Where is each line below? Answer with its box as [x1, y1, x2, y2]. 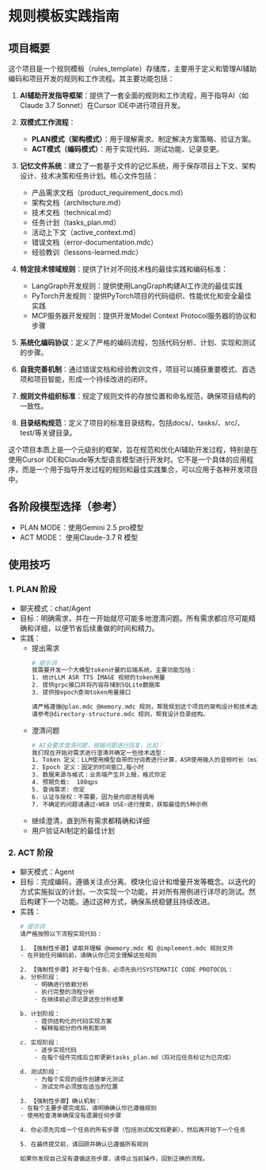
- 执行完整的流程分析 [34, 987, 95, 996]
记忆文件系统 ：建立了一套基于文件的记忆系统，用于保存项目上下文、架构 [19, 161, 256, 171]
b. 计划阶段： [19, 1010, 61, 1018]
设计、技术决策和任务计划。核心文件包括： [19, 171, 159, 180]
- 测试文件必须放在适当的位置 [34, 1083, 119, 1091]
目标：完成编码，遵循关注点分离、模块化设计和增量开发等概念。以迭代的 [19, 876, 256, 886]
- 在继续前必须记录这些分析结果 [34, 995, 124, 1003]
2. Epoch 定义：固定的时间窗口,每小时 [31, 764, 144, 772]
